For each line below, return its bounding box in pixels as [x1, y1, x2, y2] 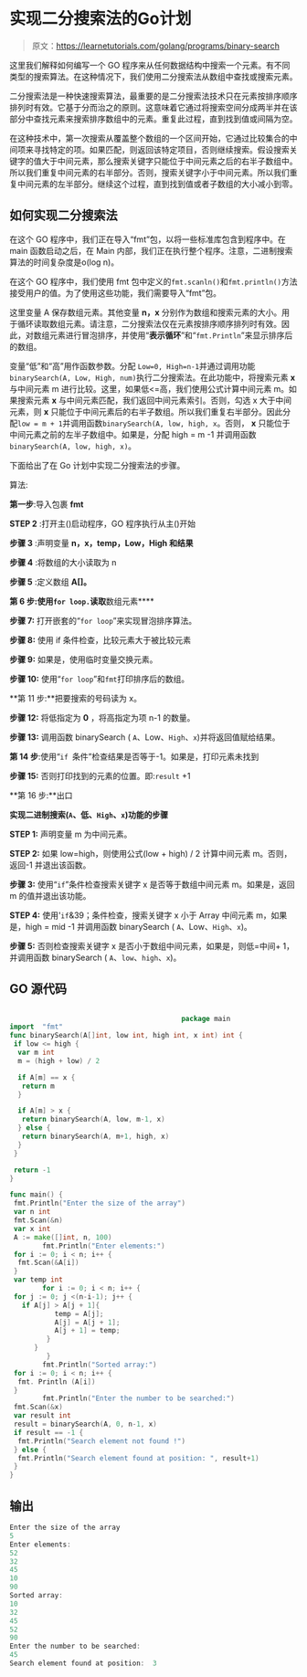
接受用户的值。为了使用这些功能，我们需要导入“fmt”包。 [9, 287, 222, 298]
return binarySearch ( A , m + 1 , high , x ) [21, 1132, 170, 1142]
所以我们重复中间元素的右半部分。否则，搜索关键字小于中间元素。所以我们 [9, 166, 290, 178]
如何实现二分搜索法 [9, 207, 118, 224]
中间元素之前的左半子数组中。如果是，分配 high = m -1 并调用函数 [9, 428, 257, 439]
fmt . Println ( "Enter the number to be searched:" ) [42, 1394, 235, 1403]
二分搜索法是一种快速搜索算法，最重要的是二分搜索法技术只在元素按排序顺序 [9, 90, 298, 101]
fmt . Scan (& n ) [13, 1216, 64, 1225]
